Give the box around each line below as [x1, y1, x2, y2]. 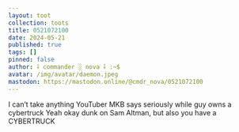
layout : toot [8, 11, 51, 20]
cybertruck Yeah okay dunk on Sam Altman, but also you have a [8, 107, 217, 117]
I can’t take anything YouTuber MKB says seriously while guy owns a [8, 100, 232, 109]
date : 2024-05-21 [8, 33, 66, 42]
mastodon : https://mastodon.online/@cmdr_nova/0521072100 [8, 77, 203, 85]
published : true [8, 41, 62, 49]
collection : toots [8, 19, 69, 27]
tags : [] [8, 48, 37, 56]
